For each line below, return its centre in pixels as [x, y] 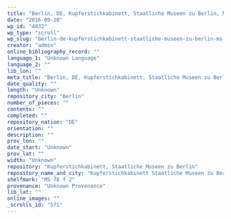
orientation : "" [30, 128]
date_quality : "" [32, 84]
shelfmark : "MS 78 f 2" [41, 179]
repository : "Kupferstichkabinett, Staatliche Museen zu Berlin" [102, 166]
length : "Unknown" [33, 90]
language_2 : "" [29, 65]
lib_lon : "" [24, 71]
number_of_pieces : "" [38, 103]
